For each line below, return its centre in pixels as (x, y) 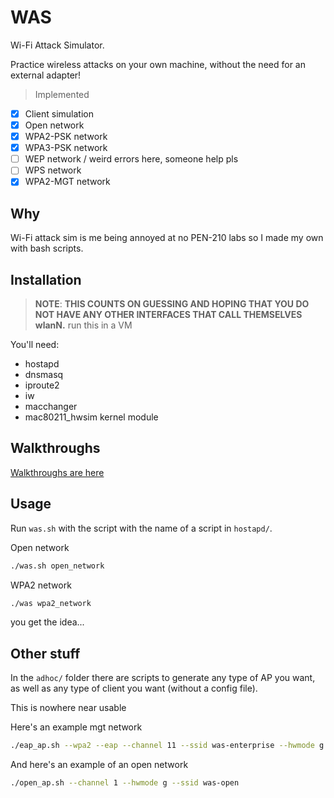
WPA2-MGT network (67, 182)
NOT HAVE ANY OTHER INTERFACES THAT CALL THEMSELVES (168, 314)
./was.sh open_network (57, 566)
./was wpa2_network (51, 603)
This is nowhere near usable (68, 708)
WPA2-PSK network (66, 137)
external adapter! (46, 75)
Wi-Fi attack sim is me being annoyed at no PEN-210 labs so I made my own (167, 238)
